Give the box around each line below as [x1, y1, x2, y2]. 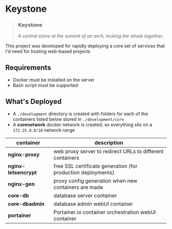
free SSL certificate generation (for [53, 162, 138, 170]
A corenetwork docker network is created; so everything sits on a [12, 121, 153, 128]
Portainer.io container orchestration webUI [53, 209, 156, 216]
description [94, 139, 123, 147]
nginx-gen [8, 180, 35, 188]
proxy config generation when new [53, 177, 138, 184]
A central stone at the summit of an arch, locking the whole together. [17, 33, 164, 39]
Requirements [5, 63, 51, 72]
